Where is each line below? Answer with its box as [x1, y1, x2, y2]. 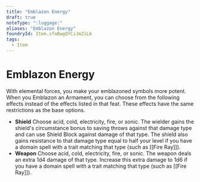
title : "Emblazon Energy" [6, 8, 70, 15]
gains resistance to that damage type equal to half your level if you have [14, 137, 193, 144]
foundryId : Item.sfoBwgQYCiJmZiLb [6, 31, 93, 37]
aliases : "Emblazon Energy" [6, 25, 76, 32]
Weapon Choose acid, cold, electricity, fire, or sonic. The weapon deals [14, 150, 192, 157]
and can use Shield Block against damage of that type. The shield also [14, 131, 188, 138]
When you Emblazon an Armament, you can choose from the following [6, 94, 180, 101]
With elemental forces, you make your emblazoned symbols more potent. [6, 87, 186, 94]
